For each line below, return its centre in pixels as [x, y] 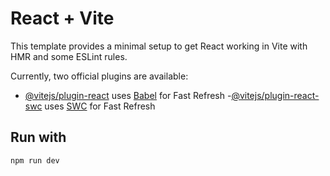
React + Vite [62, 18]
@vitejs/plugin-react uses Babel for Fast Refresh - [128, 95]
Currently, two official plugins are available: [99, 76]
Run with [38, 137]
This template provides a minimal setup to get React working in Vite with [159, 46]
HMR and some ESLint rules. [69, 56]
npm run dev [35, 160]
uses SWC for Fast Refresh [100, 106]
